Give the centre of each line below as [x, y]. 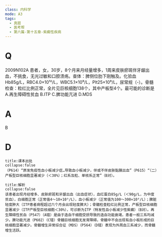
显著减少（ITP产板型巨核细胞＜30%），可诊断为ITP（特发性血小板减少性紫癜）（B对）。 [78, 210]
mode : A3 [14, 14]
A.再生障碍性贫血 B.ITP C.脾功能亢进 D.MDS [49, 94]
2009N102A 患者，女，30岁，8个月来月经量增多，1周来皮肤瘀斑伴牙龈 [75, 70]
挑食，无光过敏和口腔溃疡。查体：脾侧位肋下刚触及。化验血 [77, 76]
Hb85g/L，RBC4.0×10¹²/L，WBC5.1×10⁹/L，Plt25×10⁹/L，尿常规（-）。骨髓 [79, 82]
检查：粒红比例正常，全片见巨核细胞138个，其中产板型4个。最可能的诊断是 [80, 88]
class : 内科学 [18, 9]
